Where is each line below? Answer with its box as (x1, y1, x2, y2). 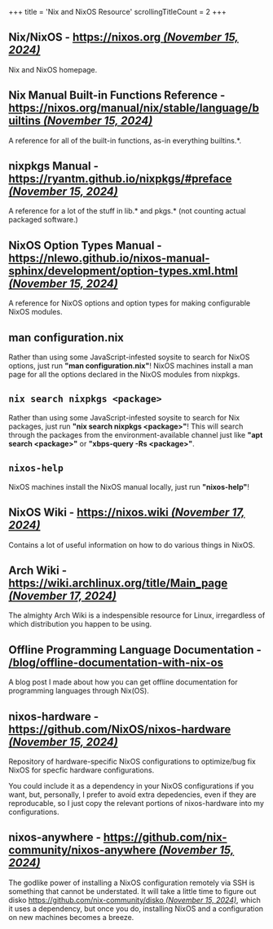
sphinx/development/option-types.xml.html (8, 264, 238, 278)
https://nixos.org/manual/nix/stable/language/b (8, 101, 259, 115)
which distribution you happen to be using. (8, 619, 152, 629)
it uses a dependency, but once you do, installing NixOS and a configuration (8, 904, 263, 914)
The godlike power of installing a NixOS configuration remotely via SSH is (8, 878, 255, 887)
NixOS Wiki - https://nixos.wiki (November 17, (8, 505, 246, 520)
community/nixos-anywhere (8, 843, 156, 857)
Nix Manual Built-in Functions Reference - (8, 89, 226, 103)
